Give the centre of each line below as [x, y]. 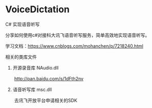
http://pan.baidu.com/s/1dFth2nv [49, 78]
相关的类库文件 [21, 57]
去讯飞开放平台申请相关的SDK [46, 100]
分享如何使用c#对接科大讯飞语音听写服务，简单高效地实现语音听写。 [78, 35]
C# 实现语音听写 [23, 24]
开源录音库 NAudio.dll [36, 68]
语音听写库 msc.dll [32, 89]
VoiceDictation [38, 9]
